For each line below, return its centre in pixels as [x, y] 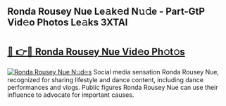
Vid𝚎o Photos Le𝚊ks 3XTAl [68, 23]
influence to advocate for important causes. [71, 95]
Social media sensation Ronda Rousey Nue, [156, 72]
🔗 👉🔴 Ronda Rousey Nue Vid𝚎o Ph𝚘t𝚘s [96, 52]
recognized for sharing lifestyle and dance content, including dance [106, 80]
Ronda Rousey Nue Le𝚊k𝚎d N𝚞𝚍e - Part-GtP [106, 12]
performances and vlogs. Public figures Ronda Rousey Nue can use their [113, 87]
